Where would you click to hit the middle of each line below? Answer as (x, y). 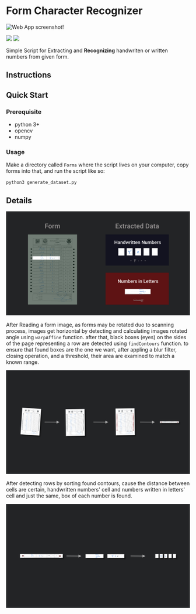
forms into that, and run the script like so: (55, 171)
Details (19, 200)
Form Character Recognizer (74, 11)
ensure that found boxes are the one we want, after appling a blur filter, (91, 349)
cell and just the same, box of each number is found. (69, 496)
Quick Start (27, 95)
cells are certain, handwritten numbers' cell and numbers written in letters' (96, 490)
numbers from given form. (37, 56)
